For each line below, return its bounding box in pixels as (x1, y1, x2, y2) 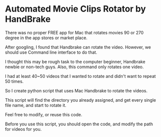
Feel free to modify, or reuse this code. (5, 111, 82, 117)
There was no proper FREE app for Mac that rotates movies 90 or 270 (5, 30, 144, 35)
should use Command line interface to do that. (5, 49, 98, 55)
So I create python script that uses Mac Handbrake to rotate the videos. (5, 88, 148, 93)
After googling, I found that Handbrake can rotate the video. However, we (5, 44, 151, 50)
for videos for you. (5, 126, 42, 132)
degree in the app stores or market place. (5, 35, 88, 41)
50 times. (5, 78, 24, 84)
